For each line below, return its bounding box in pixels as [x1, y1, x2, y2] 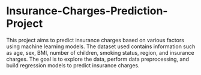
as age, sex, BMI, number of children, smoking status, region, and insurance [6, 49, 194, 56]
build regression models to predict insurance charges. [6, 61, 140, 69]
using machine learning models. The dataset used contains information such [6, 43, 196, 50]
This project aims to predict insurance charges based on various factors [6, 36, 185, 43]
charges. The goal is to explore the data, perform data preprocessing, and [6, 55, 189, 62]
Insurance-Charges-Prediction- [6, 4, 168, 18]
